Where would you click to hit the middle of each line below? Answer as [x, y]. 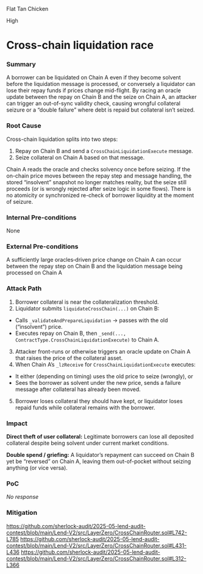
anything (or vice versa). [37, 468]
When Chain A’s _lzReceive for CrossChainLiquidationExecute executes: [105, 364]
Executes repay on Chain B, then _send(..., [70, 333]
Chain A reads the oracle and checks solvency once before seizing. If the [98, 169]
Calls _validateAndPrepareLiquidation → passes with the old [91, 320]
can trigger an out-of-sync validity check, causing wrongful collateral [94, 104]
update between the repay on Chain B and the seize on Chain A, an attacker [101, 97]
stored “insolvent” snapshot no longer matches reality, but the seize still [97, 182]
